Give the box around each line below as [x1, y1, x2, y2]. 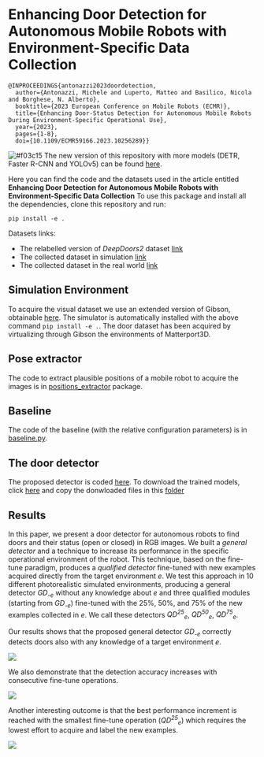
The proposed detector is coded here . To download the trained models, [8, 477, 240, 487]
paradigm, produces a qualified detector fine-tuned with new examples [24, 563, 256, 572]
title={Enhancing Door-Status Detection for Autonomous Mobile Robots [15, 109, 252, 117]
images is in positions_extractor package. [8, 381, 143, 391]
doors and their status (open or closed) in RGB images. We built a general [8, 538, 247, 547]
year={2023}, [15, 123, 58, 131]
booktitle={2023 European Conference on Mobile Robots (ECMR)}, [15, 102, 231, 110]
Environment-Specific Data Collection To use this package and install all [8, 191, 247, 200]
